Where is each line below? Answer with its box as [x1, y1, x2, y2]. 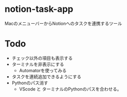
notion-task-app [4, 3, 74, 15]
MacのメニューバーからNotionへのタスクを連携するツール [4, 20, 122, 26]
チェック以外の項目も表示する [11, 55, 73, 61]
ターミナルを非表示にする [11, 61, 64, 67]
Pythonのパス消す [11, 80, 48, 86]
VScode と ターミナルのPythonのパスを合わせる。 [19, 86, 122, 92]
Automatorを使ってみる [19, 67, 67, 73]
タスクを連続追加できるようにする [11, 73, 82, 80]
